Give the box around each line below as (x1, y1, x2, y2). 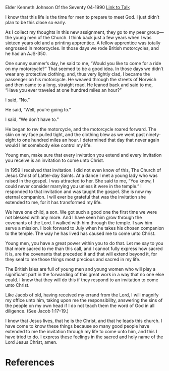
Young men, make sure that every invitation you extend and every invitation (5, 152, 162, 158)
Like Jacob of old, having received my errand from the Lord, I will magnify (5, 292, 159, 298)
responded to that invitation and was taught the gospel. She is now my (5, 189, 152, 195)
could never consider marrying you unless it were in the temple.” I (5, 183, 142, 189)
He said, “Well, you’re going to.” (5, 107, 72, 112)
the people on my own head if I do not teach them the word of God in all (5, 302, 155, 308)
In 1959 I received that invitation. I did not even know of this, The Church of (5, 167, 161, 173)
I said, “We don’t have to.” (5, 116, 59, 122)
